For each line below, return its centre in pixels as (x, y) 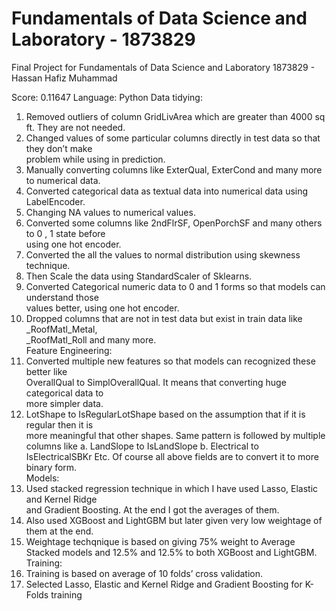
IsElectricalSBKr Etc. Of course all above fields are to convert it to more (172, 456)
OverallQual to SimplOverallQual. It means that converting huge (156, 382)
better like (46, 371)
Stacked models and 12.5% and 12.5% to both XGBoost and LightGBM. (171, 552)
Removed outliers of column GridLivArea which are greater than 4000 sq (175, 116)
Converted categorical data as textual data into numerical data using (167, 191)
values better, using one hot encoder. (102, 308)
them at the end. (59, 531)
